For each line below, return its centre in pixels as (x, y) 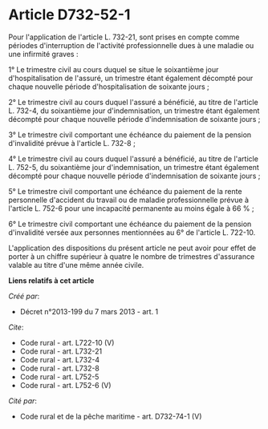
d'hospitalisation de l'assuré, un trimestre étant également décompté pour (131, 78)
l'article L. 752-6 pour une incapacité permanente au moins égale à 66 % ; (131, 208)
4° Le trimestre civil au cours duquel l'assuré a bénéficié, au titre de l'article (134, 159)
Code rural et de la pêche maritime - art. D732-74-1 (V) (111, 416)
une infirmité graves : (43, 54)
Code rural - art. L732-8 (60, 368)
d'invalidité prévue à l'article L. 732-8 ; (72, 143)
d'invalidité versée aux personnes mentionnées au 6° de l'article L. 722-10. (132, 232)
